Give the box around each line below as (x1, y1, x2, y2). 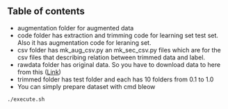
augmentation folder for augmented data (17, 23, 134, 32)
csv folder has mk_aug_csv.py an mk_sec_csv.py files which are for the (17, 46, 221, 54)
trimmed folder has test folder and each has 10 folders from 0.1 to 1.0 (17, 75, 214, 83)
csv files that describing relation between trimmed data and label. (17, 53, 206, 61)
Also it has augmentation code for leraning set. (17, 38, 152, 47)
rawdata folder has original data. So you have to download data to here (17, 60, 221, 68)
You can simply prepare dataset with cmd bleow (17, 82, 156, 90)
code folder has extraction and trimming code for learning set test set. (17, 31, 219, 39)
